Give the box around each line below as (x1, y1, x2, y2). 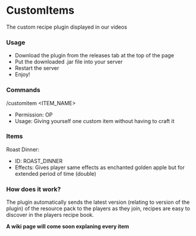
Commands (6, 86, 41, 94)
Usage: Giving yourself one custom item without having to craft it (14, 117, 175, 124)
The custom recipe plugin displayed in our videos (6, 23, 127, 30)
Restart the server (14, 65, 60, 72)
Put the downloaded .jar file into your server (14, 58, 123, 66)
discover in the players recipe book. (6, 212, 94, 219)
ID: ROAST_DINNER (14, 157, 63, 164)
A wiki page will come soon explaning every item (6, 223, 129, 230)
